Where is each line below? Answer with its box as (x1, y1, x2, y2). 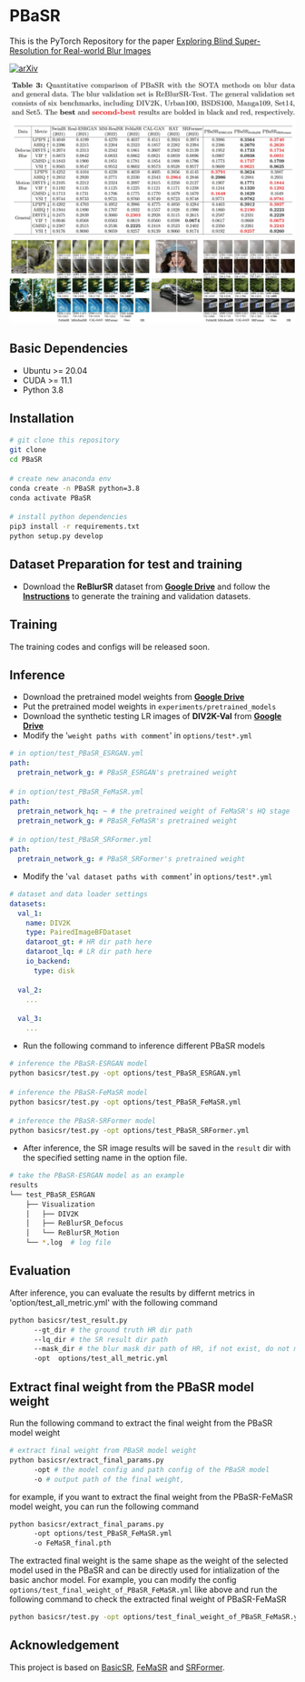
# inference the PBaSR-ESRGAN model (9, 1059, 148, 1068)
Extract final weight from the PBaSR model (9, 1379, 254, 1395)
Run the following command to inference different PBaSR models (22, 1040, 266, 1051)
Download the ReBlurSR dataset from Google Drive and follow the (22, 581, 271, 592)
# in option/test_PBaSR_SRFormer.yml (9, 836, 152, 845)
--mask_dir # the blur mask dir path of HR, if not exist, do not (33, 1345, 290, 1354)
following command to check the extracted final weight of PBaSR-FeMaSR (9, 1594, 288, 1605)
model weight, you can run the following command (9, 1501, 200, 1512)
